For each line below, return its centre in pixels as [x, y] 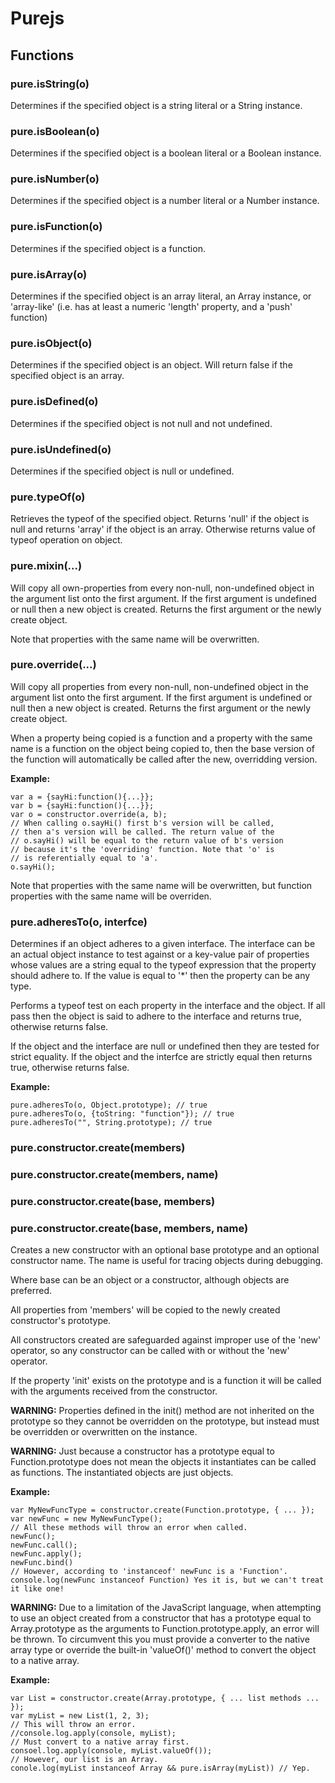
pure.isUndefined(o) [61, 449]
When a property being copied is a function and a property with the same [161, 738]
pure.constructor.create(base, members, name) [129, 1228]
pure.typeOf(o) [48, 497]
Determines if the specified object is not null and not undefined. [141, 423]
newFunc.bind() [42, 1563]
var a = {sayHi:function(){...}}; [82, 797]
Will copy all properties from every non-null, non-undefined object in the [159, 686]
